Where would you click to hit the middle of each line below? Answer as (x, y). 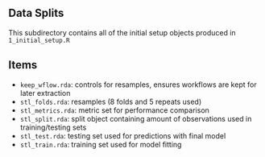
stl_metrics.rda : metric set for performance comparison (114, 110)
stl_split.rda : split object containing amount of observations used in (136, 118)
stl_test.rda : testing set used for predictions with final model (123, 135)
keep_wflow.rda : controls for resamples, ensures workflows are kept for (138, 85)
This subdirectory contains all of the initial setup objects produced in (122, 32)
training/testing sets (53, 127)
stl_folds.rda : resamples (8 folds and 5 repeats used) (111, 101)
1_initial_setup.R (39, 40)
